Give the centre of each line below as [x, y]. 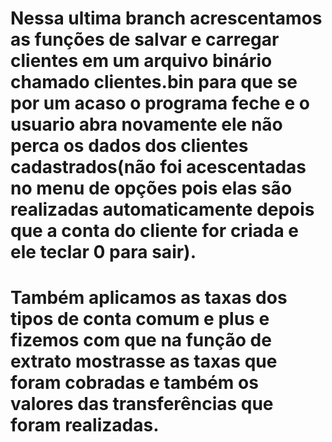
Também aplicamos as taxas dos [149, 298]
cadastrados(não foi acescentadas [158, 167]
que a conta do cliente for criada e [154, 231]
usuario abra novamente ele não [146, 124]
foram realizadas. [85, 425]
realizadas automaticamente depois [162, 209]
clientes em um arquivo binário [141, 61]
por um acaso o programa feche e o [160, 103]
